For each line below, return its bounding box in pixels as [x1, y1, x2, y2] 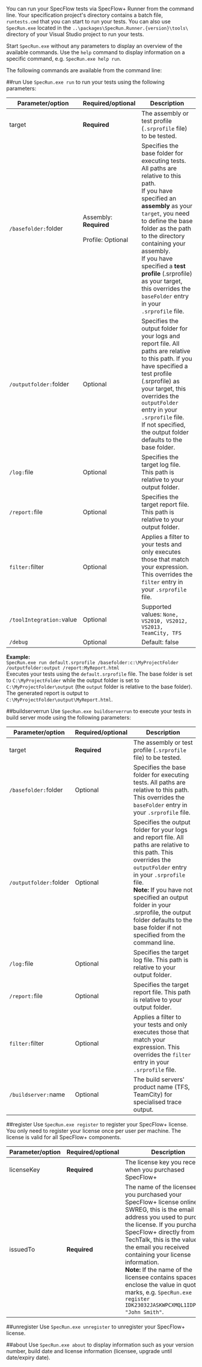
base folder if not [133, 924, 182, 931]
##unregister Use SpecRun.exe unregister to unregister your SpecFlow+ [6, 1323, 185, 1330]
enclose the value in [125, 1281, 182, 1289]
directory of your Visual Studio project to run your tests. [6, 31, 144, 38]
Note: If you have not [133, 886, 193, 894]
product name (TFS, [133, 1083, 191, 1091]
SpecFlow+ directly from [125, 1228, 195, 1236]
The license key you [125, 1158, 182, 1166]
